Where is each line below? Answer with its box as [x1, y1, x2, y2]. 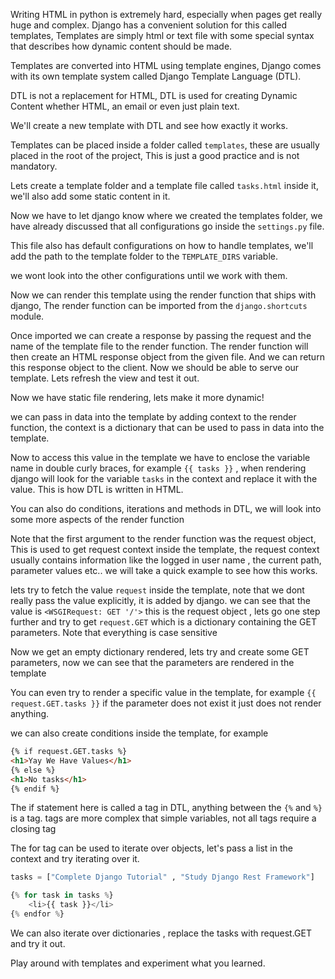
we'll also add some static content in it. [10, 190, 171, 202]
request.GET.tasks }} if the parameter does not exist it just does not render [10, 697, 322, 709]
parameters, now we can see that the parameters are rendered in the [10, 657, 295, 668]
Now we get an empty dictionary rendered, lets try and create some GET [10, 646, 310, 658]
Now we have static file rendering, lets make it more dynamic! [10, 392, 265, 403]
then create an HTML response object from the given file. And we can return [10, 351, 325, 363]
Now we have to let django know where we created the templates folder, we [10, 210, 323, 221]
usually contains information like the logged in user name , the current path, [10, 554, 322, 566]
